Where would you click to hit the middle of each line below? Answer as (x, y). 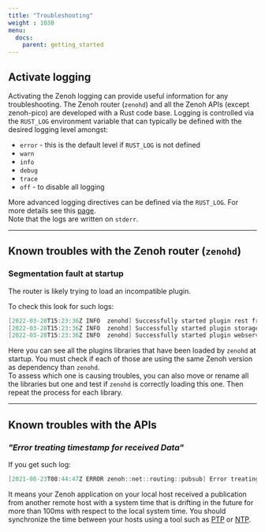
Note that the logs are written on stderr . (73, 219)
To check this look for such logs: (61, 306)
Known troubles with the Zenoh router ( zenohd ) (125, 251)
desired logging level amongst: (58, 129)
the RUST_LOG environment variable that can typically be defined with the (125, 121)
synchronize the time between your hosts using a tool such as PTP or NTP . (130, 519)
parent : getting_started (63, 45)
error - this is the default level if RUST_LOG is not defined (110, 145)
